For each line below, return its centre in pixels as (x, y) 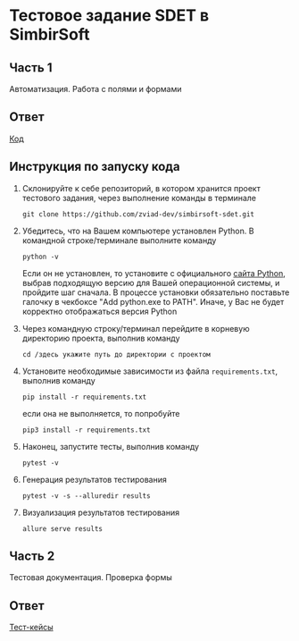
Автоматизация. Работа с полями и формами (96, 89)
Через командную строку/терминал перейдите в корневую (136, 328)
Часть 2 (32, 557)
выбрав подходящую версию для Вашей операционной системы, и (151, 283)
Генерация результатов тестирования (94, 479)
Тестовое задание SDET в (109, 16)
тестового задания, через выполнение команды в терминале (139, 198)
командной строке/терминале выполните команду (119, 240)
